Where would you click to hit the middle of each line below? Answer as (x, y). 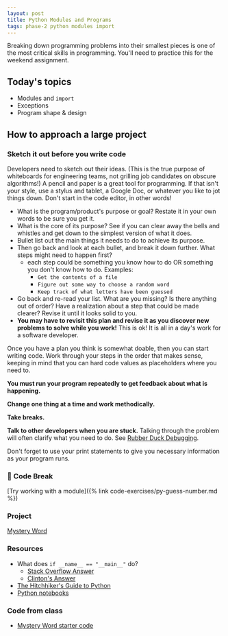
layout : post (26, 13)
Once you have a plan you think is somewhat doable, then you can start (108, 348)
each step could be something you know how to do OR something (120, 262)
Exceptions (33, 106)
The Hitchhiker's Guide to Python (64, 585)
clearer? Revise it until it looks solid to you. (77, 313)
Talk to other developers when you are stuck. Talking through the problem (113, 430)
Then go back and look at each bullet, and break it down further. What (116, 247)
